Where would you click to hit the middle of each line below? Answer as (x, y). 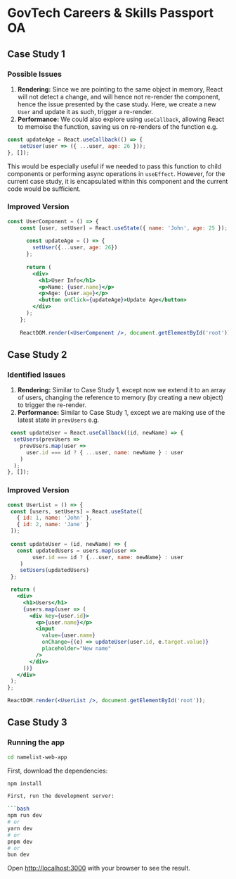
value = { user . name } (69, 635)
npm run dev (25, 816)
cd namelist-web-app (38, 757)
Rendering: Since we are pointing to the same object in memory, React (120, 89)
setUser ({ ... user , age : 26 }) (75, 248)
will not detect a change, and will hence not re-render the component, (119, 96)
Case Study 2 (37, 355)
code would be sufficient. (44, 189)
